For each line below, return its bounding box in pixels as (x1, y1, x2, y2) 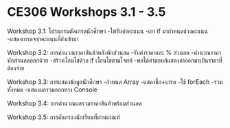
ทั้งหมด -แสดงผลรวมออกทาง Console (7, 85, 97, 94)
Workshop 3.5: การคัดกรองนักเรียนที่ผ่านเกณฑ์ (7, 113, 120, 121)
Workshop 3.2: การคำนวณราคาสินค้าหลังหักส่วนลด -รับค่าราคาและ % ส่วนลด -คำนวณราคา (7, 48, 222, 56)
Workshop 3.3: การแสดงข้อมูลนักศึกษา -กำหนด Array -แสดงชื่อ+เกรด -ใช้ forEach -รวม (7, 77, 223, 86)
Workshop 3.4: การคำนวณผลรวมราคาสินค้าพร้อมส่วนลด (7, 99, 142, 107)
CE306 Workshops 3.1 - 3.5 (7, 4, 166, 20)
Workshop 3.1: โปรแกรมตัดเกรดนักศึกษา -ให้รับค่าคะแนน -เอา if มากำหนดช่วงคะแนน (7, 27, 208, 35)
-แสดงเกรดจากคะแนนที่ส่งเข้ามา (7, 34, 79, 43)
